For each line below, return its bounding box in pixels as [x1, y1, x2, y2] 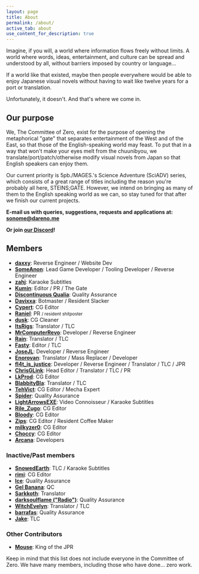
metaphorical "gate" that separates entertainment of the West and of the [6, 134, 184, 142]
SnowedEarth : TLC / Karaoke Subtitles [14, 465, 110, 472]
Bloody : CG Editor [14, 411, 59, 418]
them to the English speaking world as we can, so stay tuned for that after [6, 190, 187, 197]
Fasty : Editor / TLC [14, 341, 61, 349]
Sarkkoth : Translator [14, 490, 66, 497]
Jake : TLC [14, 515, 40, 522]
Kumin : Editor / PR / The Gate [14, 284, 87, 291]
